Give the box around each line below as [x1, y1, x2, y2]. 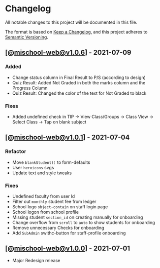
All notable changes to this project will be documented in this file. [5, 19, 138, 25]
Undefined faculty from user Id [12, 193, 75, 199]
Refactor [5, 148, 27, 155]
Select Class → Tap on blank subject [12, 119, 87, 125]
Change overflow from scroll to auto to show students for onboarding [12, 219, 155, 225]
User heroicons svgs [12, 164, 54, 170]
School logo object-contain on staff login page [12, 203, 108, 210]
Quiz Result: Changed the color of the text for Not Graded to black [12, 90, 147, 96]
